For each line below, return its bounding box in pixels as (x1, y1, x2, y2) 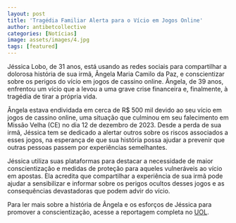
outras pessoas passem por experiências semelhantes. (7, 144, 168, 151)
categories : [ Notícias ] (7, 30, 77, 37)
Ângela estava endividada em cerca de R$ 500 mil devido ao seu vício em (7, 106, 222, 114)
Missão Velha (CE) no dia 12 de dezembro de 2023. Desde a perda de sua (7, 121, 222, 129)
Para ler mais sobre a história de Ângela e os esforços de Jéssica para (7, 200, 212, 208)
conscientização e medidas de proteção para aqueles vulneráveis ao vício (7, 165, 223, 172)
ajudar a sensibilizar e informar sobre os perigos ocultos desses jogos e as (7, 179, 225, 187)
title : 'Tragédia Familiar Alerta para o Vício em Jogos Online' (7, 17, 203, 24)
